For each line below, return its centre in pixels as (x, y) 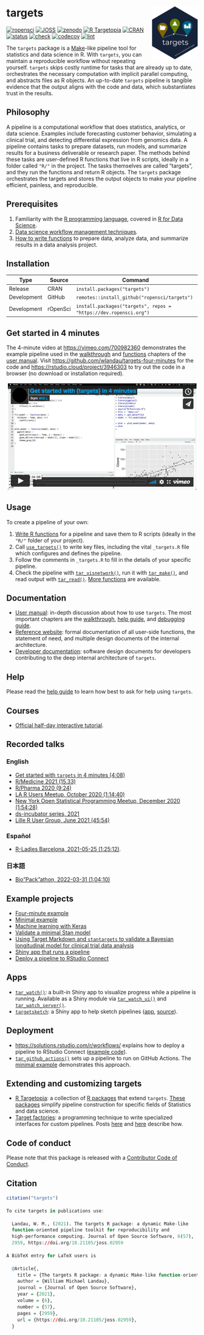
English (18, 762)
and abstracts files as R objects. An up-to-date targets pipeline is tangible (99, 80)
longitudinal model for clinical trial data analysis (74, 946)
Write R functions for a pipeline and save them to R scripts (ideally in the (105, 534)
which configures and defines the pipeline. (69, 553)
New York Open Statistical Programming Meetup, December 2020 (97, 801)
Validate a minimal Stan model (53, 933)
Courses (23, 711)
